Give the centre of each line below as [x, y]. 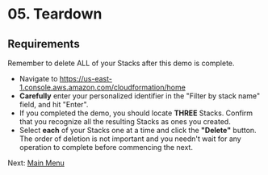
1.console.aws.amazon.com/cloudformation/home [103, 87]
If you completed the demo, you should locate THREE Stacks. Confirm [136, 113]
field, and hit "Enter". [54, 104]
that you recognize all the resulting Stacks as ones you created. [125, 121]
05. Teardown [55, 14]
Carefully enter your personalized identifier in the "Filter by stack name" [139, 96]
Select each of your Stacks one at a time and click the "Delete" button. [138, 130]
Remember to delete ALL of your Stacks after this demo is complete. [121, 63]
